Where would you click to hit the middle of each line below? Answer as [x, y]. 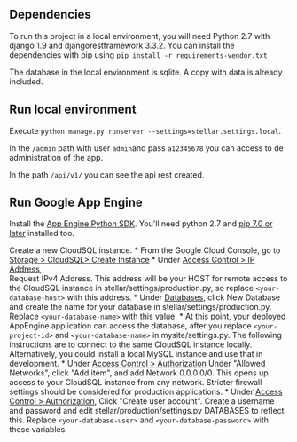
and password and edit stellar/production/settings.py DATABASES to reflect [147, 411]
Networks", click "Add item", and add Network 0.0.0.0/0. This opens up [139, 373]
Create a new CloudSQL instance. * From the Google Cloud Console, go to [145, 250]
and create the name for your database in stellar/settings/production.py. [141, 307]
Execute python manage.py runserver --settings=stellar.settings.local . [145, 130]
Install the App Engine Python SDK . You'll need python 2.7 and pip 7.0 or [141, 224]
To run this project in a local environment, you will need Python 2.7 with [140, 36]
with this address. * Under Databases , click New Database [174, 297]
